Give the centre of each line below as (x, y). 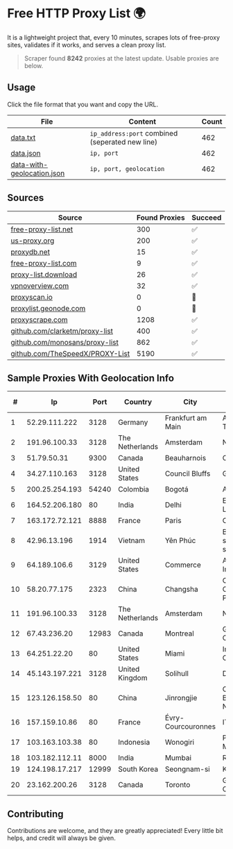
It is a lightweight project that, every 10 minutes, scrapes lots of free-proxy (114, 37)
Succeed (207, 218)
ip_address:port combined (134, 133)
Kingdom (132, 678)
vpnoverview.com (40, 286)
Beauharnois (185, 458)
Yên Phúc (180, 541)
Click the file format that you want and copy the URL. (83, 104)
